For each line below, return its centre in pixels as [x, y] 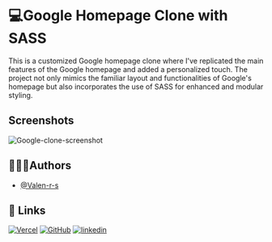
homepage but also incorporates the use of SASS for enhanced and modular [136, 87]
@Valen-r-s [39, 185]
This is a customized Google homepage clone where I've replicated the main [136, 61]
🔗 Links [27, 210]
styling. [21, 95]
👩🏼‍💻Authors [40, 166]
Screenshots [41, 121]
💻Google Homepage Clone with [118, 16]
